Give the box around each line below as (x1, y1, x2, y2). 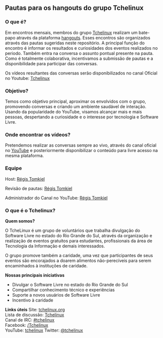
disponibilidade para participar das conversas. (5, 60, 98, 66)
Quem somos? (5, 218, 35, 224)
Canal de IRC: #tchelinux (5, 317, 54, 323)
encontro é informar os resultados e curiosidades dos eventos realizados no (5, 45, 158, 51)
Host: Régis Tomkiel (5, 176, 45, 182)
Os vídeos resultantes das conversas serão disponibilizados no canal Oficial (5, 70, 158, 76)
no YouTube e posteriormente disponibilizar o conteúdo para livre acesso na (5, 148, 158, 153)
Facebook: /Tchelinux (5, 322, 49, 328)
